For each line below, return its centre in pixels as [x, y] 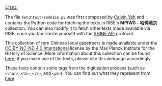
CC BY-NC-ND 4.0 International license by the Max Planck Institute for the [80, 48]
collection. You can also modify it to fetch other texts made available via [78, 28]
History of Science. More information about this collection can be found [78, 53]
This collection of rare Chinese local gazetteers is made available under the [81, 43]
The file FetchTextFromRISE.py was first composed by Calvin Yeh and [75, 17]
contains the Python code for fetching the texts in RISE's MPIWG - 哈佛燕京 [81, 23]
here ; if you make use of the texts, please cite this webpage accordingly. [79, 58]
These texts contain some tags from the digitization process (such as [75, 68]
